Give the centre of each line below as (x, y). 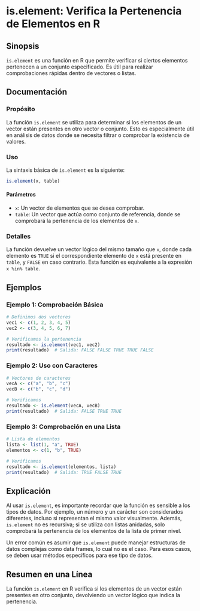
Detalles (19, 236)
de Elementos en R (53, 24)
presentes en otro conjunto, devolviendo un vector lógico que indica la (93, 595)
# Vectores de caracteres (38, 378)
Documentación (37, 92)
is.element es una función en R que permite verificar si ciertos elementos (97, 60)
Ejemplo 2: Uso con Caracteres (52, 366)
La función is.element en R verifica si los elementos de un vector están (94, 589)
